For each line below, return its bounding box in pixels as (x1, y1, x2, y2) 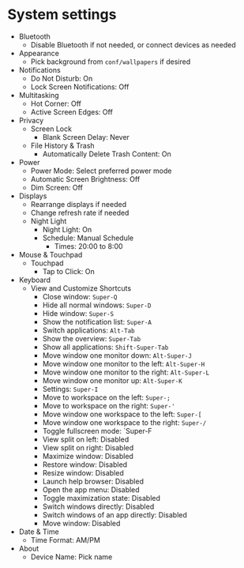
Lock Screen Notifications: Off (30, 81, 130, 92)
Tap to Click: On (42, 266, 96, 276)
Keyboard (18, 275, 51, 284)
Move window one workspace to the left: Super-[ (42, 409, 202, 419)
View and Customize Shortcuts (30, 283, 132, 293)
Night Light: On (42, 224, 92, 234)
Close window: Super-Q (42, 292, 118, 301)
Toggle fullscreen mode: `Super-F (42, 426, 152, 435)
